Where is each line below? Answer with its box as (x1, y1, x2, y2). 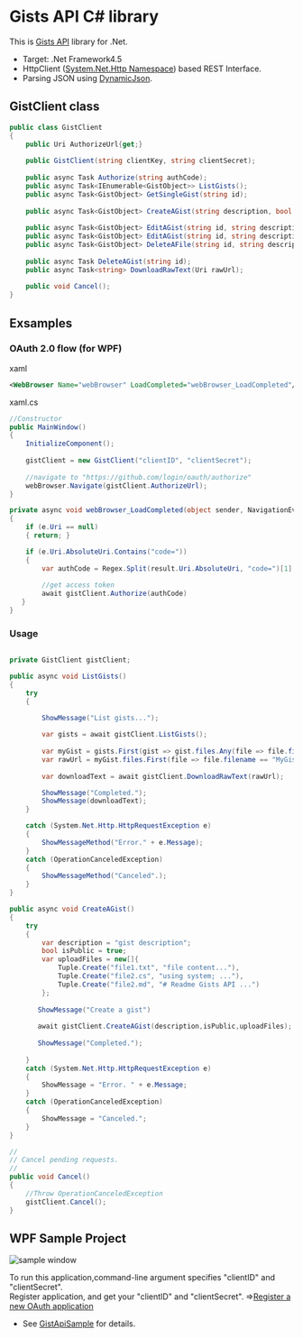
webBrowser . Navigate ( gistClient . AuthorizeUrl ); (25, 481, 207, 490)
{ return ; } (25, 531, 70, 540)
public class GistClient (9, 123, 103, 132)
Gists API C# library (9, 6, 160, 27)
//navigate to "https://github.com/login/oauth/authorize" (25, 472, 252, 481)
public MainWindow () (9, 422, 87, 432)
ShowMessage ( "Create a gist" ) (37, 1005, 151, 1014)
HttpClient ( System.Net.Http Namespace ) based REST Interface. (22, 63, 262, 74)
